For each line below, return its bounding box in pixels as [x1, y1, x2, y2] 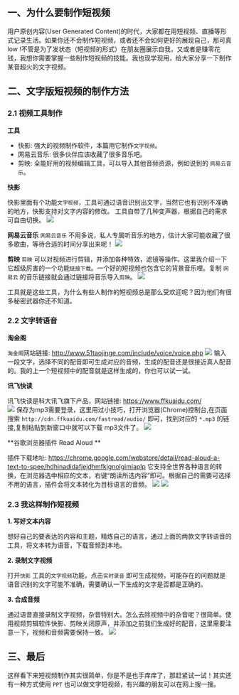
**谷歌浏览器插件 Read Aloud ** [7, 438, 101, 446]
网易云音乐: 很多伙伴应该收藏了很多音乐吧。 [17, 150, 147, 158]
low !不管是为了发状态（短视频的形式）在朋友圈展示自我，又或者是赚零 [7, 45, 215, 53]
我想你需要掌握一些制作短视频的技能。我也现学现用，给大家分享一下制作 [19, 53, 232, 62]
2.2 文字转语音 [7, 316, 58, 325]
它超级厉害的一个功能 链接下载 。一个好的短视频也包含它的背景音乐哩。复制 [7, 264, 222, 272]
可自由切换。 [7, 215, 45, 224]
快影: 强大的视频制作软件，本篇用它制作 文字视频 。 [17, 141, 161, 149]
